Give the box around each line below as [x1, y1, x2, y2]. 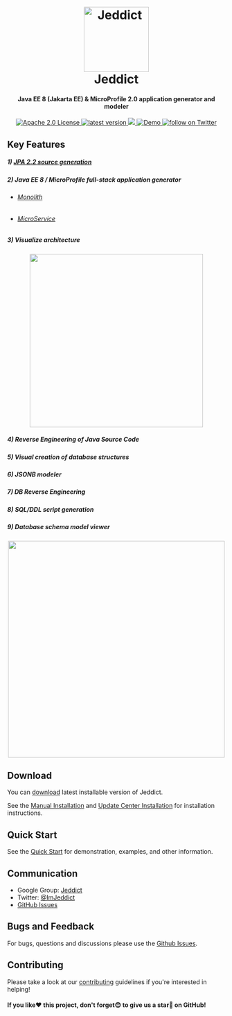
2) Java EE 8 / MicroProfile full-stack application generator [7, 175, 181, 184]
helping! [7, 985, 30, 993]
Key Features [7, 138, 66, 150]
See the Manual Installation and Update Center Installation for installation [7, 802, 215, 810]
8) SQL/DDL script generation [7, 505, 94, 513]
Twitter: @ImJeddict [17, 893, 75, 902]
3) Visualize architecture [7, 236, 81, 244]
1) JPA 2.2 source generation [7, 158, 92, 166]
